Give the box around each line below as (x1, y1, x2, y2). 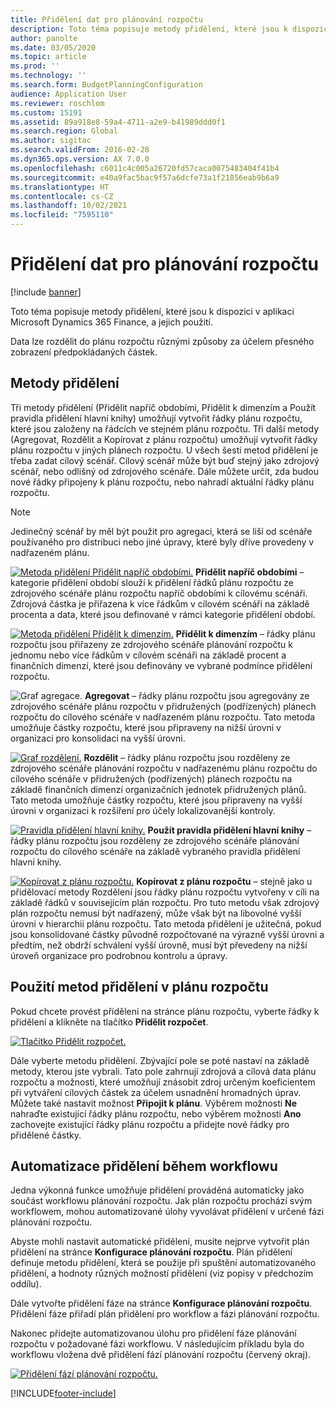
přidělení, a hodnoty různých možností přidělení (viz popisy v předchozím (10, 1267, 314, 1280)
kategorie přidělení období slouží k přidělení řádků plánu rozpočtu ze (10, 576, 294, 588)
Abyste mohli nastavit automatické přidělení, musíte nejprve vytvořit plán (10, 1236, 310, 1248)
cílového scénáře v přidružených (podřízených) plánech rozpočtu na (10, 772, 293, 785)
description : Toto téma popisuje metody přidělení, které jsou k (10, 24, 288, 34)
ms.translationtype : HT (10, 182, 110, 192)
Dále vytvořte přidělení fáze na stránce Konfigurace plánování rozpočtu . (10, 1297, 313, 1310)
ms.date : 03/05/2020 (10, 42, 97, 53)
